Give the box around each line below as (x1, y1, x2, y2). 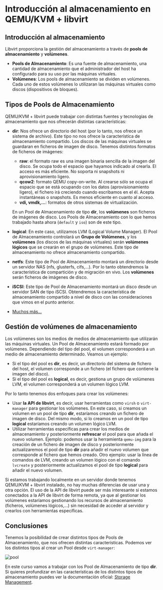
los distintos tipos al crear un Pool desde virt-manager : (5, 545, 115, 551)
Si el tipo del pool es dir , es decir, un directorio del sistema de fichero (12, 360, 152, 366)
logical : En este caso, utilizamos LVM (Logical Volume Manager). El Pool (12, 229, 158, 234)
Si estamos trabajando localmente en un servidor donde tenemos (5, 477, 136, 483)
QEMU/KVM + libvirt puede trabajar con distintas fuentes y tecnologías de (5, 113, 153, 119)
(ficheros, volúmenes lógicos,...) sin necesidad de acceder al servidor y (5, 502, 148, 508)
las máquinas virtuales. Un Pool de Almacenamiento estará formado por (5, 340, 149, 346)
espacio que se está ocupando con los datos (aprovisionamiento (19, 184, 149, 190)
